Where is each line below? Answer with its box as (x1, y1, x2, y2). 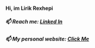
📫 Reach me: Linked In (5, 18, 63, 25)
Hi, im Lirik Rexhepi (5, 5, 53, 12)
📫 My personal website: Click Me (5, 35, 89, 42)
